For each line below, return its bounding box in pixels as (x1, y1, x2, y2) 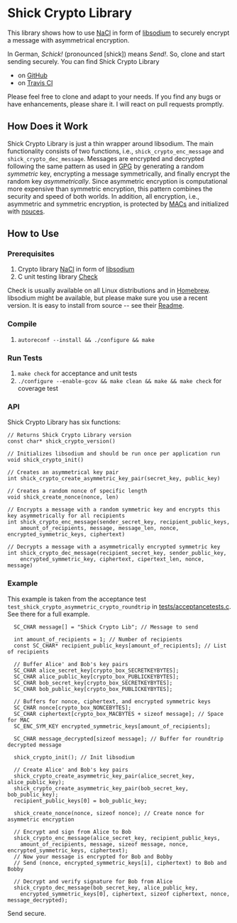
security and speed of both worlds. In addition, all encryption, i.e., (7, 192, 200, 200)
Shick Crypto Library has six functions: (7, 418, 121, 426)
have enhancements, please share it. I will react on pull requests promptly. (7, 99, 225, 108)
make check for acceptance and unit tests (17, 369, 138, 377)
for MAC (7, 717, 31, 724)
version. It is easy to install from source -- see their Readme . (7, 302, 184, 310)
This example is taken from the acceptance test (7, 595, 147, 603)
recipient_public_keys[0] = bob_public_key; (13, 797, 148, 805)
